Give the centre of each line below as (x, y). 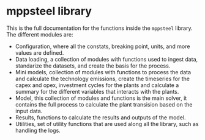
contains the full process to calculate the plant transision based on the (104, 104)
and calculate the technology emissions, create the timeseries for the (102, 79)
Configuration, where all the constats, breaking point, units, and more (102, 46)
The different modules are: (40, 34)
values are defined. (39, 52)
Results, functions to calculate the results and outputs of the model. (100, 117)
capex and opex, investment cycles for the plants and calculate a (97, 85)
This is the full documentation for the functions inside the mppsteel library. (99, 28)
